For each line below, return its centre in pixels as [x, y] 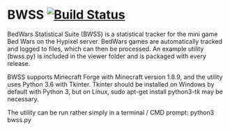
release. [19, 63]
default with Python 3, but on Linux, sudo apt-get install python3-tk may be [115, 91]
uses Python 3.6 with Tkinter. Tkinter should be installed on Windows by [111, 84]
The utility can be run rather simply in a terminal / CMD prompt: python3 [111, 112]
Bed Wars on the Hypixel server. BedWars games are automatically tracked [115, 41]
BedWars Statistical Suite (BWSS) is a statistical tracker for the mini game [113, 34]
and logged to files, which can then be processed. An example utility [106, 49]
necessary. [23, 99]
